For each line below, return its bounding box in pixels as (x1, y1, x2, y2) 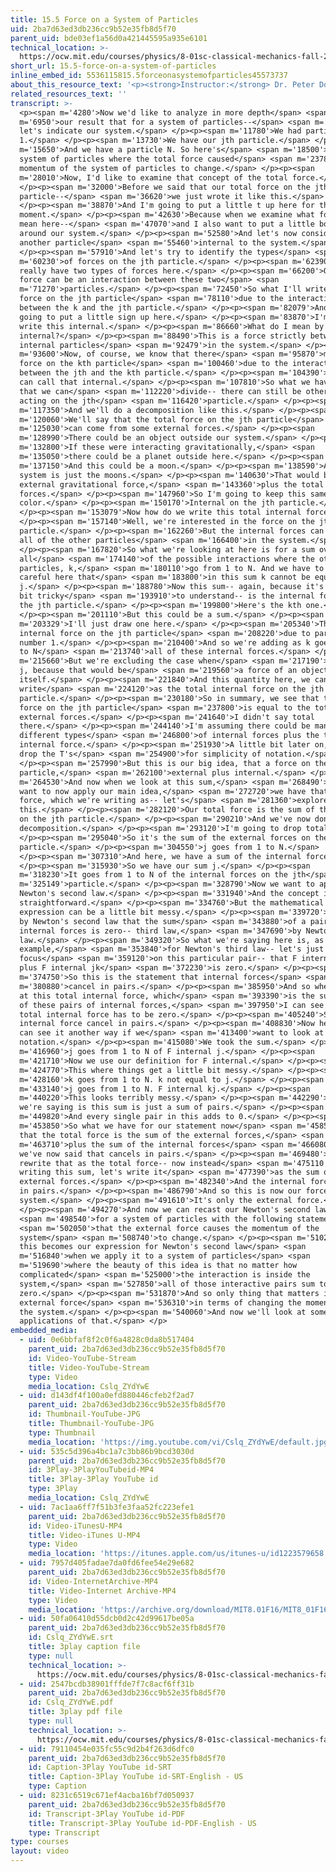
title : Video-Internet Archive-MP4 (28, 1586, 177, 1596)
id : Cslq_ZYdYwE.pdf (28, 1697, 114, 1708)
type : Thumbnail (28, 1427, 97, 1438)
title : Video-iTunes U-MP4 (28, 1530, 141, 1540)
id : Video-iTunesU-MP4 (28, 1521, 123, 1531)
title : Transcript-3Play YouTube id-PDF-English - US (28, 1818, 257, 1828)
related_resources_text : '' (10, 89, 128, 99)
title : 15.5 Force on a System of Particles (10, 14, 199, 25)
